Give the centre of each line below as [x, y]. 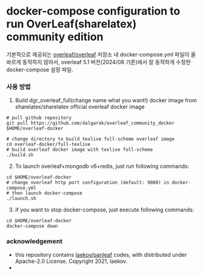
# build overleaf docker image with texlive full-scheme [80, 150]
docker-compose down [32, 226]
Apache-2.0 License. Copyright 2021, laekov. [71, 261]
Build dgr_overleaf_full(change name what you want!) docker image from [106, 101]
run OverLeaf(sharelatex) [72, 24]
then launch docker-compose [47, 193]
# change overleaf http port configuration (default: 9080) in [88, 183]
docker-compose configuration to [93, 11]
